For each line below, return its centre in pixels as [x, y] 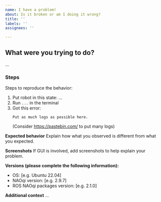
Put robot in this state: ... [37, 98]
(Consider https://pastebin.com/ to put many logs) [63, 126]
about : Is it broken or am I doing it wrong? [53, 14]
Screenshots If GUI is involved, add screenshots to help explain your [75, 151]
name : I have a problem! [31, 10]
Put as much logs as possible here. [50, 117]
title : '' [15, 19]
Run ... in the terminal [35, 103]
